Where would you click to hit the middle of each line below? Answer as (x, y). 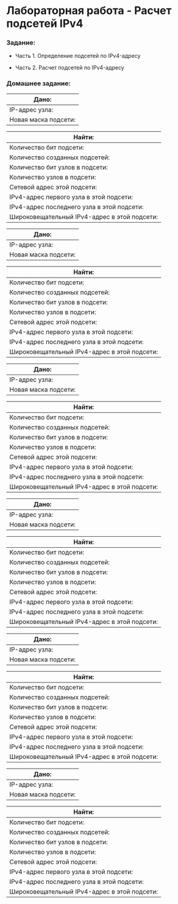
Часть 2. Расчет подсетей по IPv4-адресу (70, 68)
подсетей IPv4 (45, 23)
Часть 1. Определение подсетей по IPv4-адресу (78, 56)
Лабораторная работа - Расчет (89, 11)
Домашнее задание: (39, 84)
